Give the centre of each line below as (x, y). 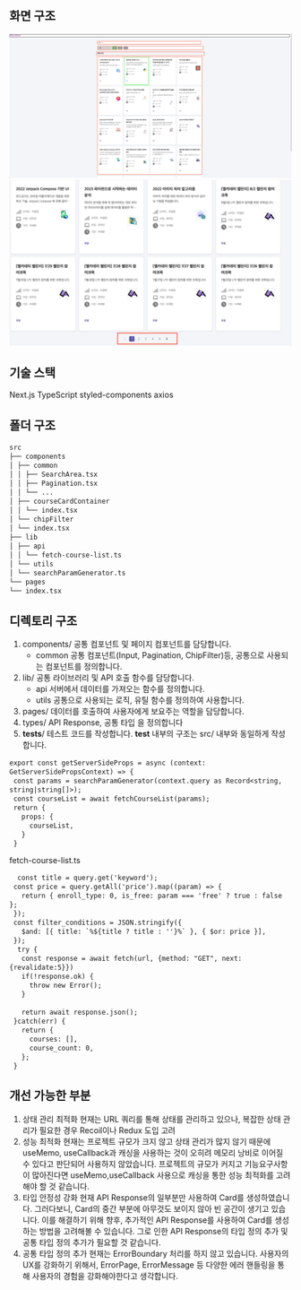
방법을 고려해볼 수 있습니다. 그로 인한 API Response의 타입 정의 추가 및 (163, 1231)
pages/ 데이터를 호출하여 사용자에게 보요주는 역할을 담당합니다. (133, 711)
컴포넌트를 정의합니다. (84, 666)
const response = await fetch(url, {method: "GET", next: (132, 958)
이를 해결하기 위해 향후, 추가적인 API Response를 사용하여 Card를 (157, 1220)
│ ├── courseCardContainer (60, 502)
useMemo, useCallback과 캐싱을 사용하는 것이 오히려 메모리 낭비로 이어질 (153, 1152)
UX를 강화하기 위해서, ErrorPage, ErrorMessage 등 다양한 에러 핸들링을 (149, 1264)
